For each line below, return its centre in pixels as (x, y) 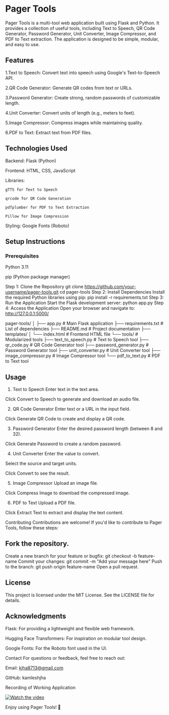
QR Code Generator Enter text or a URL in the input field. (71, 409)
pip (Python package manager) (38, 277)
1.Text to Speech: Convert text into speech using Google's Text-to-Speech (83, 73)
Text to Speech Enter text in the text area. (56, 389)
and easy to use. (23, 44)
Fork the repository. (37, 544)
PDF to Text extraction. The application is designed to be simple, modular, (82, 39)
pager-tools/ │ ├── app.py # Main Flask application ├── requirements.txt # (84, 324)
